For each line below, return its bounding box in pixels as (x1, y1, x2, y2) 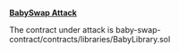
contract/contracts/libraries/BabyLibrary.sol (9, 34, 171, 44)
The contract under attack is (9, 25, 115, 34)
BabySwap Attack (9, 8, 78, 18)
